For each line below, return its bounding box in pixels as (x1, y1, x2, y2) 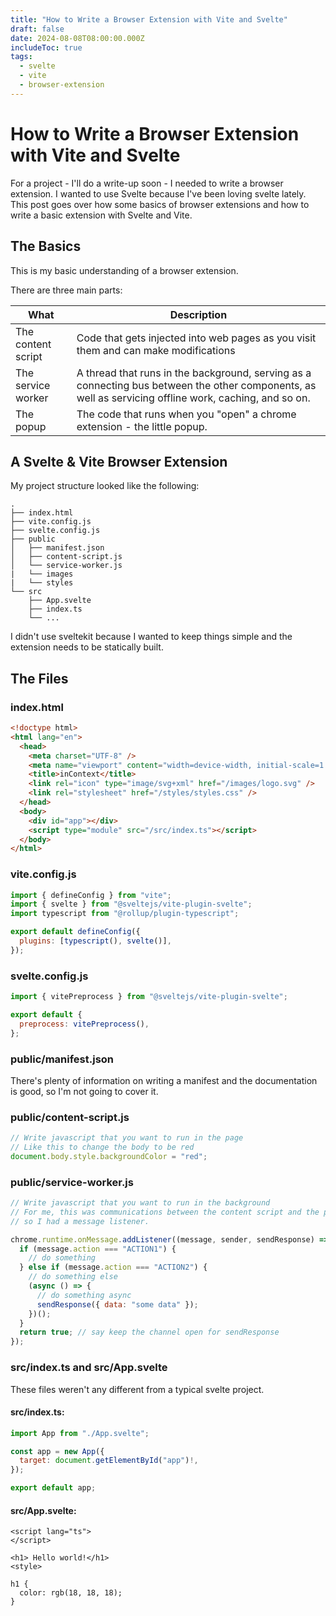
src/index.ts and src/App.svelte (10, 1361, 168, 1375)
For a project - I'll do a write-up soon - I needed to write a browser (10, 177, 284, 189)
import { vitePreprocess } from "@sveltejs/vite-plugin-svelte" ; (10, 992, 288, 1002)
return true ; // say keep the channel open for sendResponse (19, 1327, 280, 1338)
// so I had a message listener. (10, 1216, 150, 1226)
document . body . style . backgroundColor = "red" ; (10, 1151, 208, 1161)
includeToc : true (10, 42, 83, 53)
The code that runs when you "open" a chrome (76, 407, 297, 421)
